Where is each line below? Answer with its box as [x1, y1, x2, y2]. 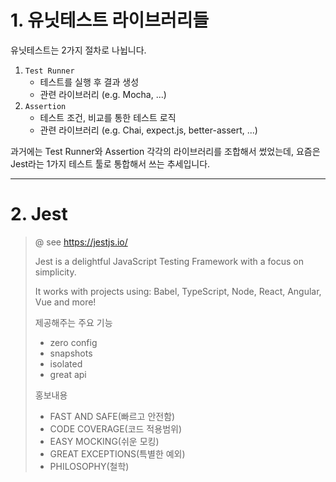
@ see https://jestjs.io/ [34, 236, 128, 248]
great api [49, 368, 87, 380]
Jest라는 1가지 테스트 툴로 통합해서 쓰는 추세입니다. [10, 157, 211, 170]
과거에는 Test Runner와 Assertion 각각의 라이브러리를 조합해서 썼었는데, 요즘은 [10, 145, 321, 157]
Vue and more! [34, 296, 97, 308]
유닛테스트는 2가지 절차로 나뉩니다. [10, 44, 147, 56]
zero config [49, 336, 98, 348]
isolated [49, 357, 83, 370]
